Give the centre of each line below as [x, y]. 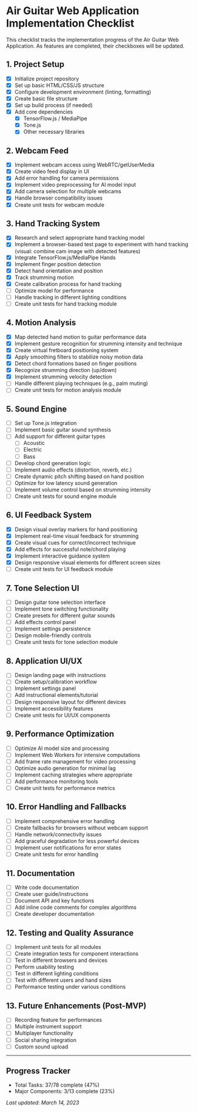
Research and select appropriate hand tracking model [79, 238]
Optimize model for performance [54, 290]
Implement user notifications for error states [68, 848]
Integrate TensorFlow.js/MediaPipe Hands [65, 257]
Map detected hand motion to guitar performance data [80, 337]
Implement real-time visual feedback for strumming [77, 536]
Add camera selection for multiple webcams [68, 191]
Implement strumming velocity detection [63, 377]
